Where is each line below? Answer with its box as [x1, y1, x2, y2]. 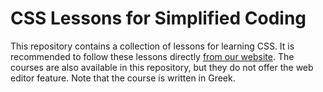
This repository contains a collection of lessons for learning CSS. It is [10, 40, 295, 52]
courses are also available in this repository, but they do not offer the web [10, 61, 314, 73]
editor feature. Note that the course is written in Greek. [10, 72, 236, 84]
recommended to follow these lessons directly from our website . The [10, 50, 295, 62]
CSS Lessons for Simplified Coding [10, 7, 307, 30]
